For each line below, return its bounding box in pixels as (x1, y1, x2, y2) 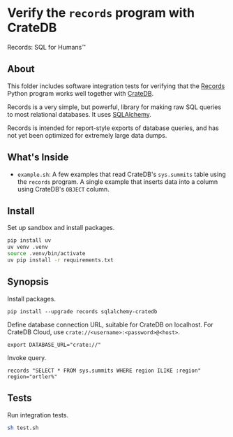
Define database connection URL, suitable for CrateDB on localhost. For (7, 320, 214, 329)
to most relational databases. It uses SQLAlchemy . (7, 110, 152, 118)
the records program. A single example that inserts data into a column (17, 177, 218, 186)
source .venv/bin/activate (7, 250, 86, 257)
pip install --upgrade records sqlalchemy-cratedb (7, 308, 158, 315)
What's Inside (7, 152, 69, 164)
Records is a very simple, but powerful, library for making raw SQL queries (7, 103, 222, 111)
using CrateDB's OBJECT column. (17, 185, 110, 193)
